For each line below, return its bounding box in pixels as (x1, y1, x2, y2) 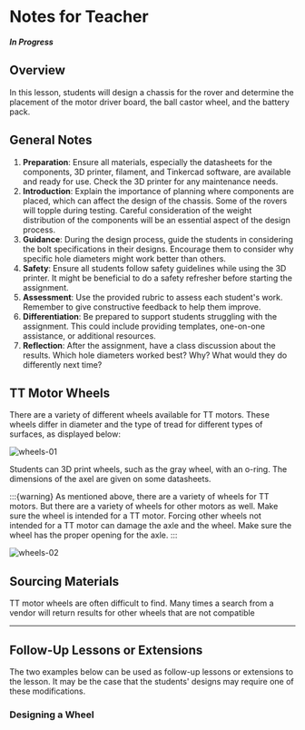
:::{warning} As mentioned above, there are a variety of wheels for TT (9, 491, 270, 502)
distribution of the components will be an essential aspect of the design (22, 214, 290, 225)
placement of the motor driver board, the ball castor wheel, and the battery (9, 96, 290, 107)
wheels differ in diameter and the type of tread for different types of (9, 419, 263, 430)
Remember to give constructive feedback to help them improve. (22, 301, 261, 312)
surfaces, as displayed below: (9, 429, 121, 439)
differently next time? (22, 359, 103, 370)
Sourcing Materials (9, 574, 120, 589)
